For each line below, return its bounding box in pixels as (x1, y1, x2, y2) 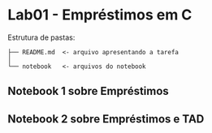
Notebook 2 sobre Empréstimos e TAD (7, 112, 205, 126)
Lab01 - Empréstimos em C (7, 6, 193, 24)
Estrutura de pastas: (7, 32, 76, 42)
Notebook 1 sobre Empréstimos (7, 84, 170, 98)
